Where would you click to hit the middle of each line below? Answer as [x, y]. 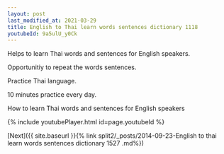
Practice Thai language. [42, 81]
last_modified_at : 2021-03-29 [52, 20]
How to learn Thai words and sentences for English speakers [96, 108]
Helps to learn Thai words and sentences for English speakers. [99, 54]
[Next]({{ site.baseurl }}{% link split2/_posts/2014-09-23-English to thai [112, 136]
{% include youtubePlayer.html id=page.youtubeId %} [86, 122]
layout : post [27, 14]
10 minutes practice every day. [52, 95]
